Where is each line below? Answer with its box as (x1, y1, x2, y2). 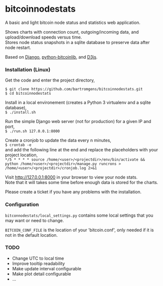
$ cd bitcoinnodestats (5, 91, 51, 96)
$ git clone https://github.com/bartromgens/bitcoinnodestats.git (5, 87, 143, 92)
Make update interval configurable (12, 266, 81, 271)
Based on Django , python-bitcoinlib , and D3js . (5, 54, 98, 60)
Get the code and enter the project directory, (5, 77, 95, 83)
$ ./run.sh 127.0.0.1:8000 (5, 129, 60, 134)
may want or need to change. (5, 217, 64, 223)
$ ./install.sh (5, 110, 36, 115)
